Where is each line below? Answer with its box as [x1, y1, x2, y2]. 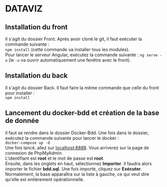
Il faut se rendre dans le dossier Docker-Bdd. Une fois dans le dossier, [5, 130, 149, 136]
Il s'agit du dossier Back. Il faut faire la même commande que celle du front [5, 85, 160, 91]
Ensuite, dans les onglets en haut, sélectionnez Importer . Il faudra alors [5, 160, 152, 167]
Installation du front [5, 23, 68, 31]
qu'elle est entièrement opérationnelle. [5, 176, 85, 182]
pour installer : [5, 90, 35, 96]
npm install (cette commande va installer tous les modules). [5, 47, 130, 52]
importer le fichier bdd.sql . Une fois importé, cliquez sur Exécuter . [5, 166, 142, 172]
